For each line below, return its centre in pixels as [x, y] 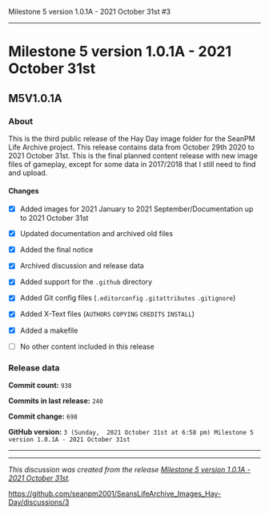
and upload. [28, 173]
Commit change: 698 [43, 416]
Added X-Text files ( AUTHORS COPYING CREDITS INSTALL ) [107, 314]
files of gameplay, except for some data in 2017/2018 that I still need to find [132, 164]
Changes [24, 191]
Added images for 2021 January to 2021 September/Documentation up [137, 209]
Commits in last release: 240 [56, 400]
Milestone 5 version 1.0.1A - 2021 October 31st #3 [89, 12]
